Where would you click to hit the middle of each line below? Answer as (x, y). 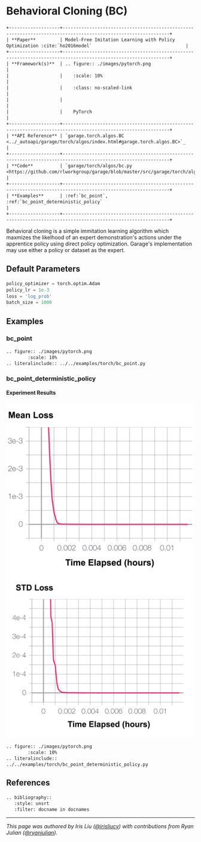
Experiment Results (31, 393)
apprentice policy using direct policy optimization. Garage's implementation (99, 244)
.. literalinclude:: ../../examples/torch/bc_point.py (76, 363)
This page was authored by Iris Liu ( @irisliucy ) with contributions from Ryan (100, 826)
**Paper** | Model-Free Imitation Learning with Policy (93, 40)
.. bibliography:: (29, 797)
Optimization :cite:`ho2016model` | (97, 46)
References (28, 783)
